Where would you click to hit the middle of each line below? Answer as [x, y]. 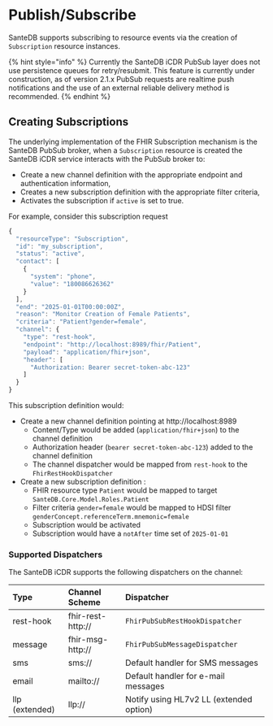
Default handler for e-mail [175, 676]
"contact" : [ [38, 262]
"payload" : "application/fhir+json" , [87, 352]
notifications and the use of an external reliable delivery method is [119, 88]
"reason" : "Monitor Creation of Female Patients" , [103, 315]
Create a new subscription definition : [83, 482]
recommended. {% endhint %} [60, 96]
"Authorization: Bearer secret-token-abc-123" [110, 367]
